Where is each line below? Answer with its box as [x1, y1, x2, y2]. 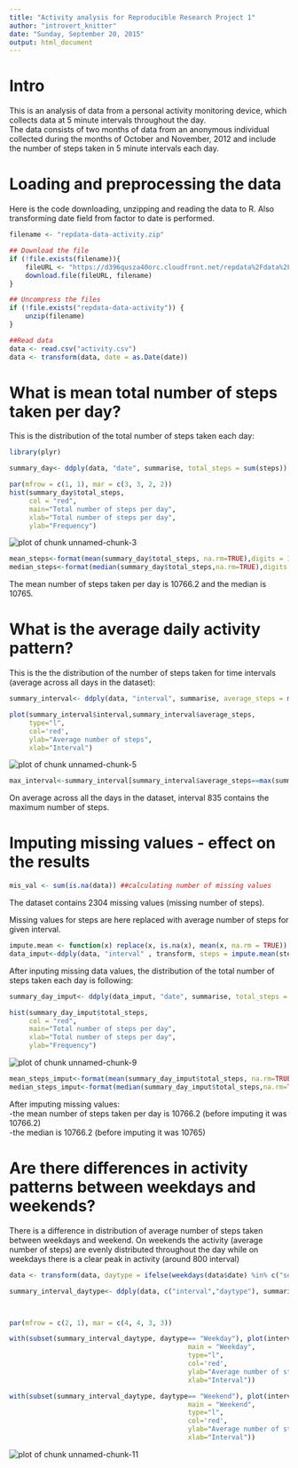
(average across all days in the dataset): [9, 677, 156, 688]
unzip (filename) [25, 312, 86, 321]
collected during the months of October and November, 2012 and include [9, 134, 277, 145]
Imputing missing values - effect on [9, 833, 277, 853]
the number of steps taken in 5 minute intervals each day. [9, 143, 219, 154]
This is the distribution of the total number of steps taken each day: [9, 431, 255, 441]
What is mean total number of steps [9, 383, 278, 402]
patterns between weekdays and [9, 1178, 256, 1197]
